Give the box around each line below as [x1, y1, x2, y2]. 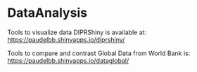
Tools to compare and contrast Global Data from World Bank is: [7, 49, 191, 57]
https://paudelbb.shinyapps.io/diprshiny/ [7, 35, 125, 43]
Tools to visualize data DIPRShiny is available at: [7, 28, 146, 36]
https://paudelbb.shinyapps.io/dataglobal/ [7, 56, 129, 64]
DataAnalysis [7, 5, 88, 21]
